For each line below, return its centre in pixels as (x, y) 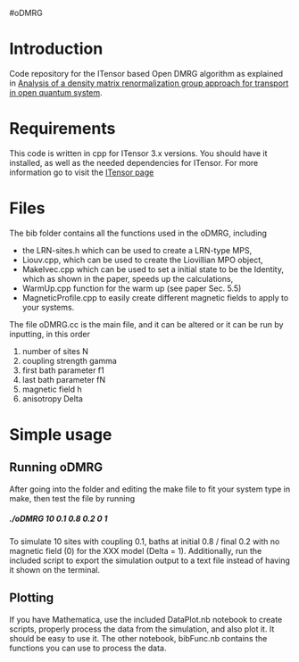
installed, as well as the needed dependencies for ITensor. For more (134, 162)
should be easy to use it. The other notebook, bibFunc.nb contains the (138, 638)
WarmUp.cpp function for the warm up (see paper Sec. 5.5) (132, 288)
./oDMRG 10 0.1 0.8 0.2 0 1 (58, 519)
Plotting (32, 598)
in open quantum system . (56, 92)
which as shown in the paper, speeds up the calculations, (128, 278)
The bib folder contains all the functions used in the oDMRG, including (138, 233)
